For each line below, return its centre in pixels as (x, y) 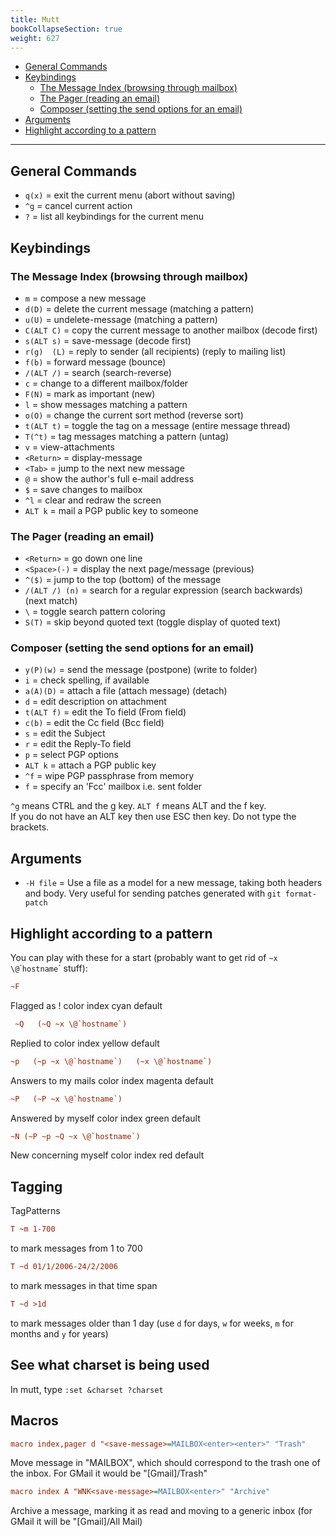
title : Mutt (35, 19)
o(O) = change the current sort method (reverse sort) (134, 415)
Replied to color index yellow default (85, 1043)
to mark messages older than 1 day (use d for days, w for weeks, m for (152, 1323)
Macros (34, 1421)
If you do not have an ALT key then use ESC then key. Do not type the (153, 817)
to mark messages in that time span (84, 1286)
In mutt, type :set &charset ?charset (87, 1389)
